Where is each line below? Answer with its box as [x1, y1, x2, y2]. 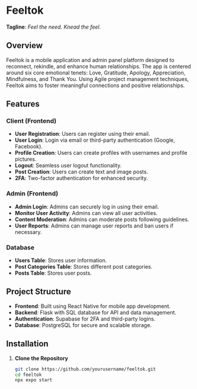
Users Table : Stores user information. [14, 257, 107, 264]
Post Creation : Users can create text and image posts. [14, 168, 148, 176]
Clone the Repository [14, 354, 68, 362]
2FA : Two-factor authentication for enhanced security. [14, 175, 148, 182]
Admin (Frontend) [6, 189, 59, 198]
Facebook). [14, 143, 43, 150]
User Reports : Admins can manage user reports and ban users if [14, 222, 174, 229]
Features [6, 99, 40, 109]
